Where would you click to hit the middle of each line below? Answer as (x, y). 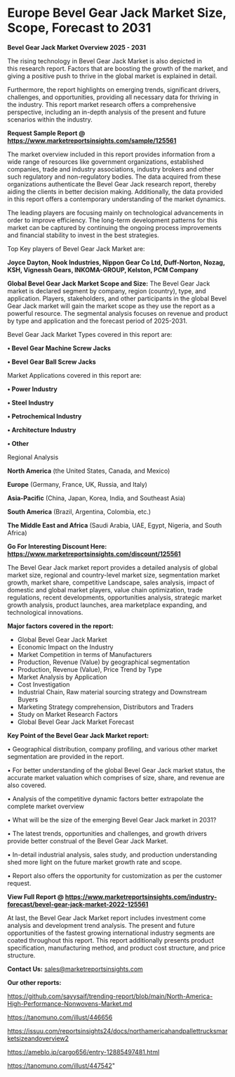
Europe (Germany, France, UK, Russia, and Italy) (77, 484)
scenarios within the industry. (50, 119)
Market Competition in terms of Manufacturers (85, 654)
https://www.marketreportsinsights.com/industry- (141, 897)
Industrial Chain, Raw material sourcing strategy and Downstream (112, 692)
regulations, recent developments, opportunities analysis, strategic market (115, 597)
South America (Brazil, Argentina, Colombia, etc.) (79, 511)
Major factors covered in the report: (60, 626)
